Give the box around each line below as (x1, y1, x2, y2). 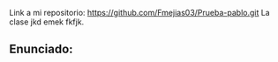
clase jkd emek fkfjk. (9, 17, 85, 27)
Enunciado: (9, 42, 73, 57)
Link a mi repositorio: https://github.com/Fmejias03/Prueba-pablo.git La (9, 8, 271, 17)
